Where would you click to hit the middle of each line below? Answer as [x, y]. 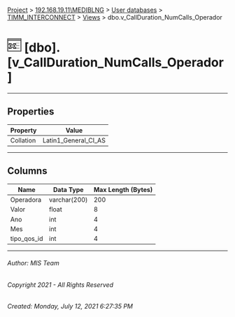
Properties [31, 111]
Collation [23, 140]
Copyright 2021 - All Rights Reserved [60, 285]
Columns [27, 171]
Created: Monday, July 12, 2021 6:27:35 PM [70, 307]
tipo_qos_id [27, 239]
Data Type [68, 189]
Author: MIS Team [33, 263]
